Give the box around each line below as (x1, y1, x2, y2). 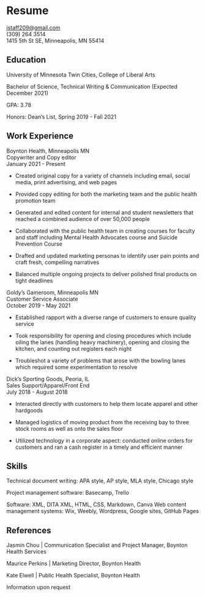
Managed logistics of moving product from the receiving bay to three (15, 418, 190, 426)
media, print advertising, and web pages (15, 178, 117, 186)
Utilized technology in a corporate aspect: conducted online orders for (15, 437, 193, 444)
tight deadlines (15, 277, 53, 284)
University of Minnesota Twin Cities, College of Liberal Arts (6, 71, 155, 78)
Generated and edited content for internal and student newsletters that (15, 209, 194, 216)
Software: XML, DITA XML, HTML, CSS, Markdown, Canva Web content (6, 501, 187, 508)
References (6, 525, 51, 536)
